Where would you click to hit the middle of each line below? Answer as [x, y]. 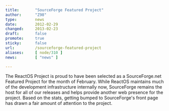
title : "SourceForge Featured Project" [54, 10]
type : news [25, 19]
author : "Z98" [26, 15]
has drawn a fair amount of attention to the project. [59, 103]
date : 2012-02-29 [32, 24]
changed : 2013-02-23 [32, 29]
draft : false [26, 34]
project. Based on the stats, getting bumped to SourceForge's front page [82, 98]
